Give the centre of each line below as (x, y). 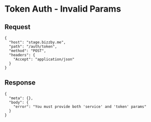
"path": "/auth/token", (33, 47)
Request (18, 27)
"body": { (19, 102)
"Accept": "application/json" (44, 59)
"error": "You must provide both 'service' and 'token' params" (80, 106)
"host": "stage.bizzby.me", (38, 42)
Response (20, 83)
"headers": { (22, 55)
